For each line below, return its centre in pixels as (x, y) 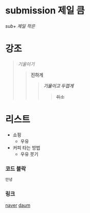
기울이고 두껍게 (58, 86)
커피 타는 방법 (26, 148)
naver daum (18, 205)
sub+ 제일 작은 (20, 26)
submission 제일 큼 (45, 11)
